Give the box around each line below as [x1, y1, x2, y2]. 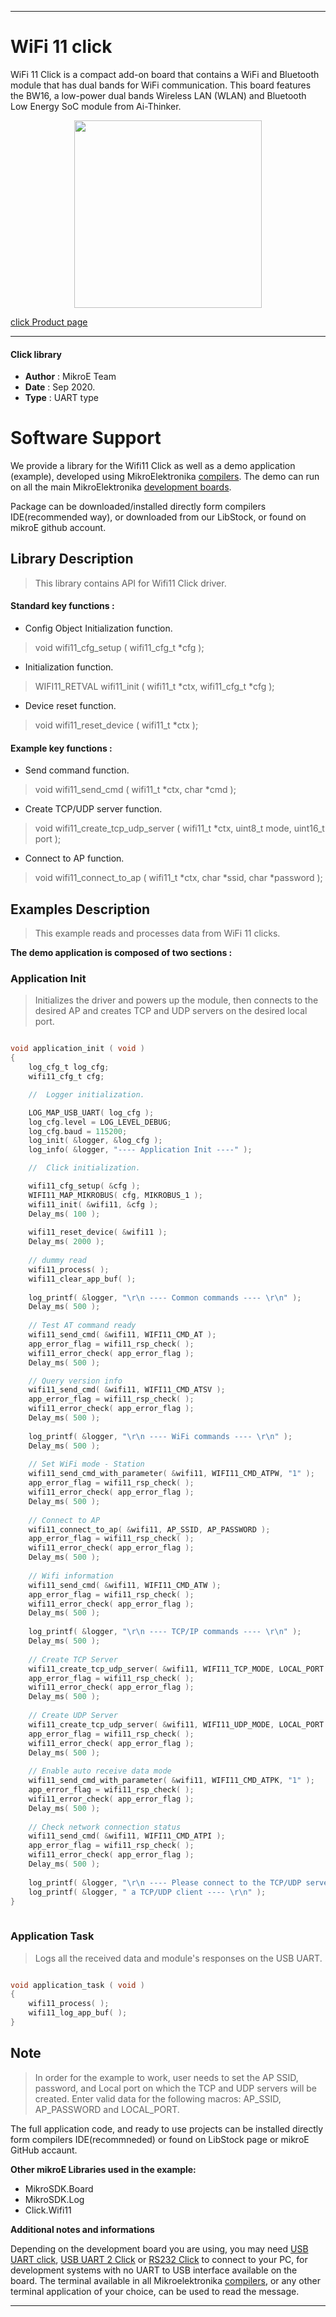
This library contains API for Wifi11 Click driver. [34, 577, 227, 589]
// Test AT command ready [28, 1321, 137, 1331]
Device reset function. [24, 700, 117, 712]
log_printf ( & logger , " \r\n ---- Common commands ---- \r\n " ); [28, 1292, 302, 1303]
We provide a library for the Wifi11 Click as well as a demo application [10, 460, 296, 472]
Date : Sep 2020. [24, 381, 96, 393]
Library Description [10, 551, 134, 568]
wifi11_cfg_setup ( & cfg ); [28, 1181, 141, 1191]
